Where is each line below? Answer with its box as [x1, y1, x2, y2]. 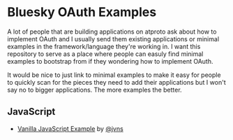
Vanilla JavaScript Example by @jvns [17, 124, 123, 133]
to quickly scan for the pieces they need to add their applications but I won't [7, 78, 226, 86]
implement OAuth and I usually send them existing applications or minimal [7, 34, 220, 43]
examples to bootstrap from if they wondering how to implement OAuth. [7, 57, 213, 65]
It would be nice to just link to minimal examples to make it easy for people [7, 71, 221, 79]
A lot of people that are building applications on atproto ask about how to [7, 27, 217, 36]
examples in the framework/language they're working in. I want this [7, 42, 201, 50]
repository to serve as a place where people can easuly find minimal [7, 50, 204, 58]
